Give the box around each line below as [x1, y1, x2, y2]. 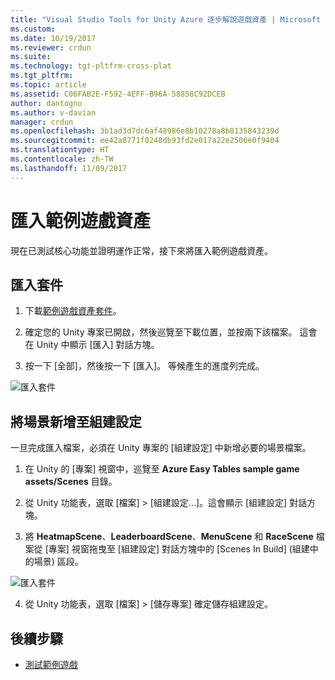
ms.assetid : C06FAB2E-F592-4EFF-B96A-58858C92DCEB [10, 89, 226, 99]
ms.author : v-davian [10, 107, 97, 118]
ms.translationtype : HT [10, 145, 110, 155]
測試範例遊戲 [24, 659, 78, 670]
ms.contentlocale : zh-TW [10, 154, 114, 164]
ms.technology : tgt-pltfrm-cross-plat [10, 61, 172, 71]
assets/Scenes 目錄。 [24, 476, 118, 488]
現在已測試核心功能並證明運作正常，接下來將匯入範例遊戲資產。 [10, 244, 273, 256]
